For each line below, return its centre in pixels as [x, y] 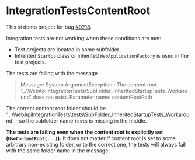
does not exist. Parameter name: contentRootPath [93, 97]
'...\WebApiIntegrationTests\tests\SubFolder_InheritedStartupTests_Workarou [98, 114]
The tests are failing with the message [52, 73]
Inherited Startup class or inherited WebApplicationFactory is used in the [101, 55]
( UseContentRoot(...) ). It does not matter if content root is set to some [91, 138]
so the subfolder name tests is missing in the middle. [83, 120]
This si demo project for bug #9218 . [49, 27]
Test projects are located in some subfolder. [67, 49]
